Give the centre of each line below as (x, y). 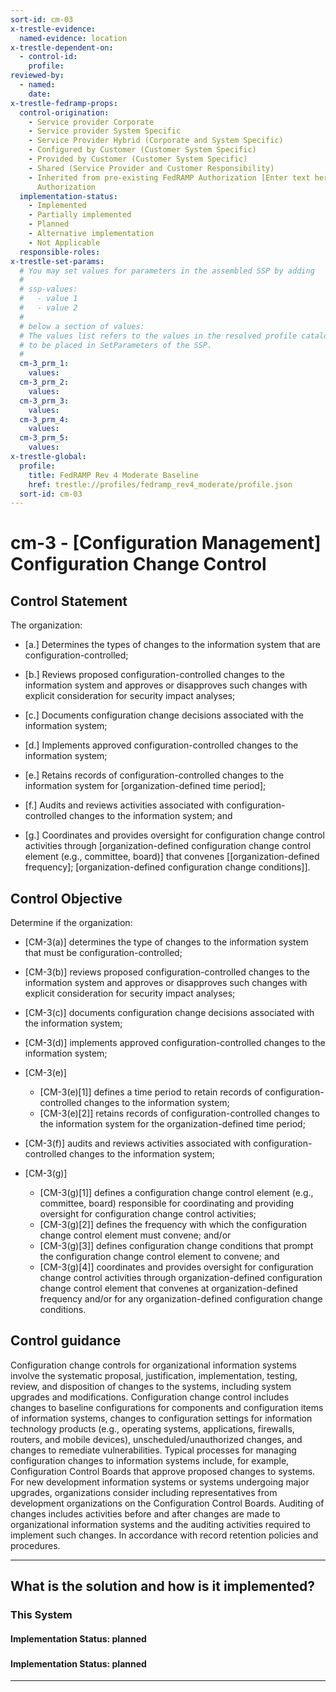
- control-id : (48, 57)
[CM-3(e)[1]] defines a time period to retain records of (151, 1092)
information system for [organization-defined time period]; (145, 786)
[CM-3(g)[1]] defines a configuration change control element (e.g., (176, 1193)
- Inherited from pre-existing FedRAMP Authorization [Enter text (169, 177)
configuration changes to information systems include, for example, (150, 1460)
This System (41, 1615)
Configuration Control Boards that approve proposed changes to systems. (163, 1471)
